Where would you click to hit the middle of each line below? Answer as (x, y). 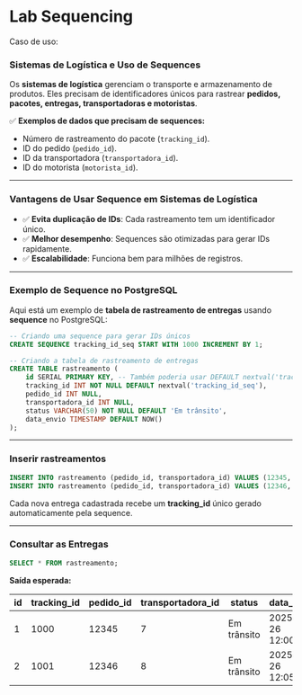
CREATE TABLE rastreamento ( (64, 369)
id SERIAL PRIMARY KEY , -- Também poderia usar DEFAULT (133, 378)
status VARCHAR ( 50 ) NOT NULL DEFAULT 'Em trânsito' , (126, 411)
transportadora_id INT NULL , (80, 402)
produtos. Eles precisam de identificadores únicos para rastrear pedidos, (145, 94)
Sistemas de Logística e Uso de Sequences (105, 65)
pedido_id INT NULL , (64, 394)
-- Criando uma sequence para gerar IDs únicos (100, 336)
